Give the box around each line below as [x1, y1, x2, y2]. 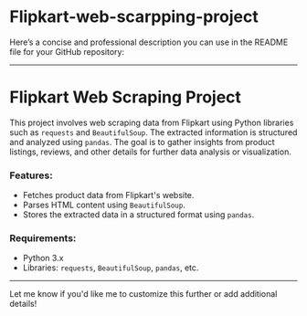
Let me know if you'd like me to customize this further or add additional [9, 289, 278, 300]
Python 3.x [22, 253, 64, 264]
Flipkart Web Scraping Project [9, 87, 242, 108]
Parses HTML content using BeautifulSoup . [22, 199, 185, 211]
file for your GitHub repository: [9, 46, 125, 57]
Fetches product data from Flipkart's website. [22, 190, 195, 201]
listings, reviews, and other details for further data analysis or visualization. [9, 146, 292, 157]
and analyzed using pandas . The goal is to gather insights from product [9, 136, 276, 147]
